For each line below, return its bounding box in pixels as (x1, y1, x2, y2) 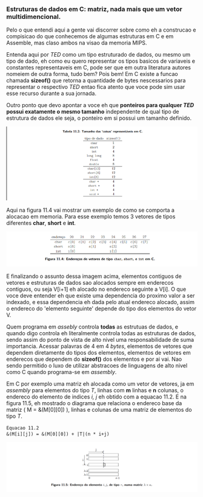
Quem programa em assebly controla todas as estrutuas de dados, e (6, 323, 179, 330)
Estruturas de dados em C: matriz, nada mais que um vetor (6, 5, 183, 13)
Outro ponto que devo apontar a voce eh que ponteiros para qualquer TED (6, 102, 195, 109)
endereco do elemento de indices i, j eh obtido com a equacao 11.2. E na (6, 393, 187, 400)
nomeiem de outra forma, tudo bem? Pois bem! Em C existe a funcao (6, 71, 178, 78)
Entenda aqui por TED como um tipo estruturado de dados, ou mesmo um (6, 51, 191, 58)
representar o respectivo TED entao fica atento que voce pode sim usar (6, 83, 185, 91)
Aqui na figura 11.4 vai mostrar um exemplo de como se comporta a (6, 206, 175, 214)
